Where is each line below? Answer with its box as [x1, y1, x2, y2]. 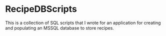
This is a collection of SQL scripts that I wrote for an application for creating [5, 20, 161, 26]
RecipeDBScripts [5, 3, 77, 15]
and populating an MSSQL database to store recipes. [5, 25, 114, 31]
